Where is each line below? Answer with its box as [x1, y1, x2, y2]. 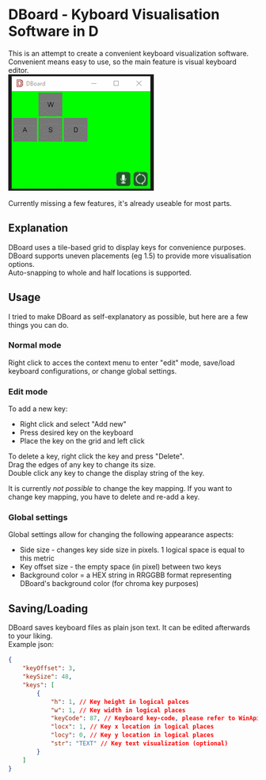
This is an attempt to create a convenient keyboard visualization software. [8, 48, 249, 58]
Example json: [8, 640, 54, 649]
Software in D [8, 22, 99, 40]
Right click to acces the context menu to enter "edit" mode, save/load [8, 358, 235, 367]
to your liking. [8, 631, 53, 641]
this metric [19, 554, 55, 563]
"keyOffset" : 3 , [22, 664, 77, 672]
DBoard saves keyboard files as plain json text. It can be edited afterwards [8, 623, 251, 633]
